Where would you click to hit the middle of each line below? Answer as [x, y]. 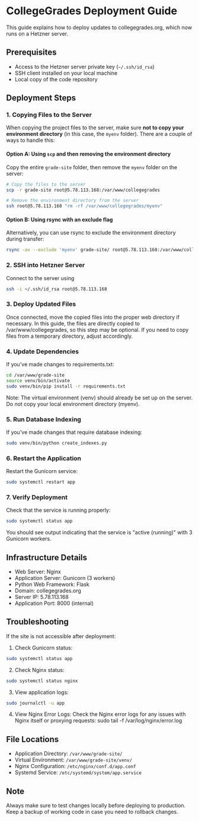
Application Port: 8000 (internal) [54, 603]
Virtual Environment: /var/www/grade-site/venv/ [73, 760]
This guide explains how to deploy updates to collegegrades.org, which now [99, 27]
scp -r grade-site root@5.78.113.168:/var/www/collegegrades [83, 190]
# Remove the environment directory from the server [73, 201]
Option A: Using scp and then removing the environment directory [89, 154]
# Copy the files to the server [46, 184]
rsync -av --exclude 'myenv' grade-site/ [58, 250]
